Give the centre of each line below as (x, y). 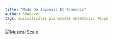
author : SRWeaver (23, 14)
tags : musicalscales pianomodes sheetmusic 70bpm (57, 18)
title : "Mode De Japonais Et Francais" (46, 9)
